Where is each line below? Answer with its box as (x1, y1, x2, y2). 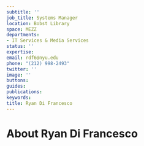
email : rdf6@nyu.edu (6, 55, 59, 61)
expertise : (6, 49, 34, 55)
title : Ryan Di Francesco (6, 100, 72, 106)
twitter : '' (6, 66, 37, 72)
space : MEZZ (6, 26, 37, 33)
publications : (6, 89, 43, 95)
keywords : (6, 94, 32, 101)
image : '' (6, 72, 32, 78)
